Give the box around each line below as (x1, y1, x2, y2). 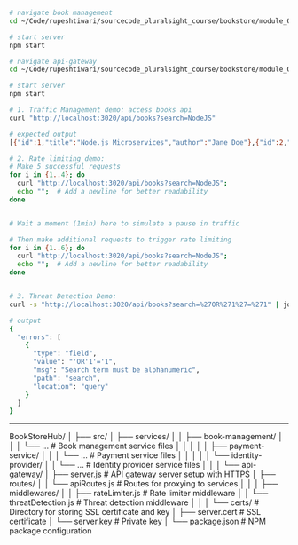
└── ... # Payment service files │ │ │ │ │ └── (61, 450, 230, 461)
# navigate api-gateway (9, 57, 98, 66)
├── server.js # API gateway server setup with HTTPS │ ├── (51, 469, 277, 479)
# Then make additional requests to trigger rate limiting (9, 235, 232, 244)
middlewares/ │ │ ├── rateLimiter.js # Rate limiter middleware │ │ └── (9, 488, 269, 499)
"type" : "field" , (32, 349, 98, 359)
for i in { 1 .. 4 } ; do (9, 170, 86, 179)
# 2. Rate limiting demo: (9, 154, 105, 163)
